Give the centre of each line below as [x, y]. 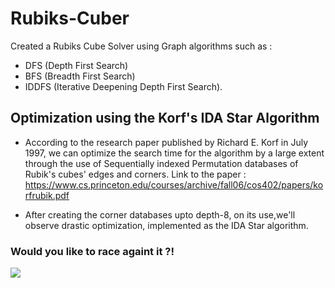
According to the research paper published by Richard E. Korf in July [166, 142]
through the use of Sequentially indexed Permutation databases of [161, 163]
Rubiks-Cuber [70, 18]
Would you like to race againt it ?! [92, 251]
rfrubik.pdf [47, 195]
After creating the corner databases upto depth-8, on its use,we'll [160, 214]
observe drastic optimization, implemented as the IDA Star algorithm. [166, 225]
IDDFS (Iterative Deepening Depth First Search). [123, 86]
